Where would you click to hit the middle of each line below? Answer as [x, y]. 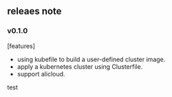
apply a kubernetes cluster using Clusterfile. [80, 66]
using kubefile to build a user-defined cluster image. [91, 59]
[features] [21, 46]
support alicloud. [41, 74]
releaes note [34, 11]
